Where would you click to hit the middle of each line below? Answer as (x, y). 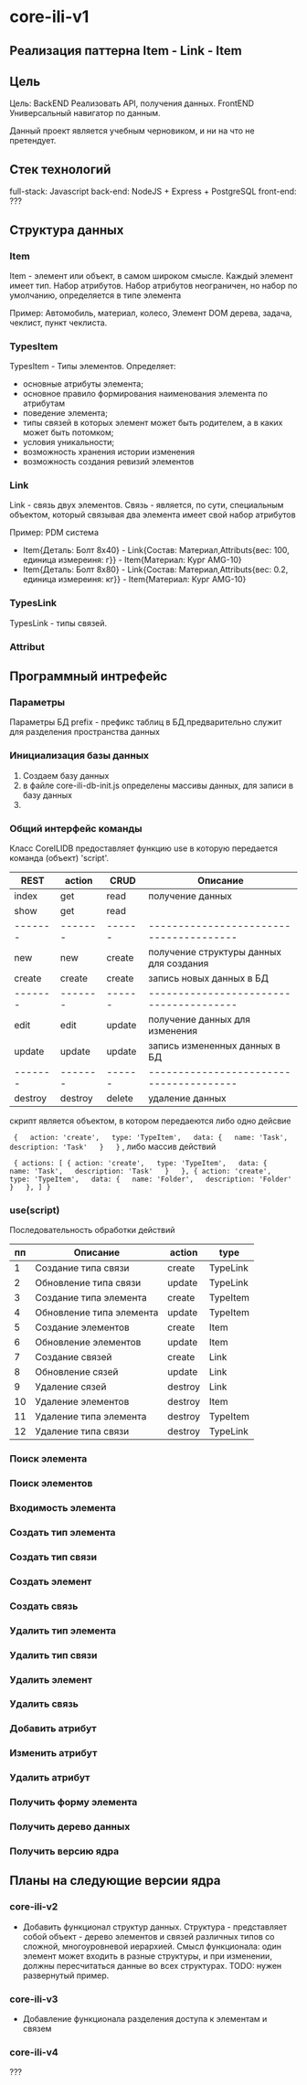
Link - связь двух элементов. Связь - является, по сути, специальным (147, 505)
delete (120, 1098)
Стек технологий (60, 170)
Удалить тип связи (53, 1654)
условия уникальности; (69, 442)
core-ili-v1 (49, 17)
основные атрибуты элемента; (83, 384)
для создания (179, 963)
